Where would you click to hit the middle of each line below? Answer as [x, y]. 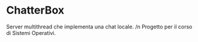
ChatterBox [35, 10]
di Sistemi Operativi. [31, 33]
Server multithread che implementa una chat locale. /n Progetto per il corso [99, 27]
